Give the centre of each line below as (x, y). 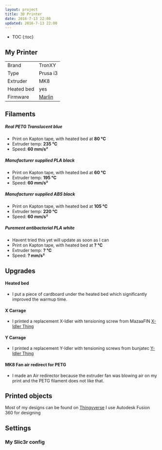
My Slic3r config (25, 442)
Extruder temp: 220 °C (35, 212)
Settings (18, 428)
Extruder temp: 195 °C (34, 178)
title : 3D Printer (24, 14)
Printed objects (29, 396)
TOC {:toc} (23, 37)
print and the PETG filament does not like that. (58, 380)
